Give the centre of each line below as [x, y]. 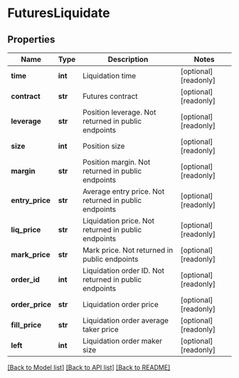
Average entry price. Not [124, 191]
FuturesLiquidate [59, 13]
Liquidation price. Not [119, 221]
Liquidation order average [126, 320]
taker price [101, 329]
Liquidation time [110, 76]
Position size [104, 146]
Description [128, 59]
